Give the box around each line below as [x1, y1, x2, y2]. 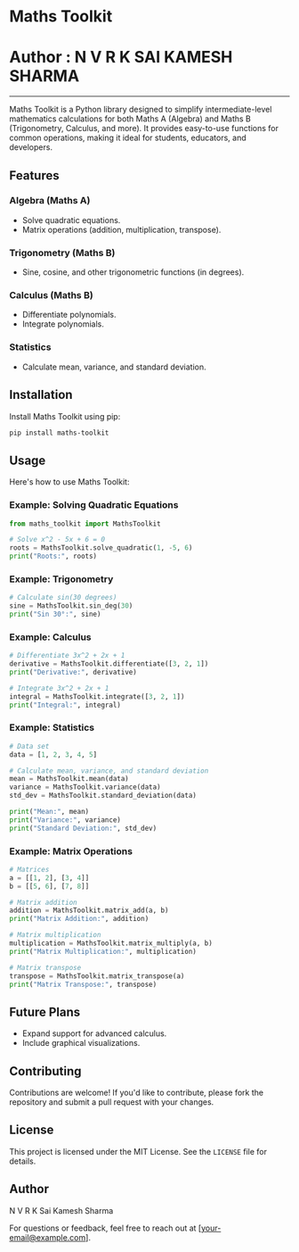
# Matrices [9, 865, 50, 874]
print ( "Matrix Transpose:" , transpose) [9, 980, 158, 989]
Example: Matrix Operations [9, 845, 133, 858]
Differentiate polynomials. [21, 310, 117, 320]
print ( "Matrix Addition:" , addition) [9, 915, 149, 924]
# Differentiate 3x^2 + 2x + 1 [9, 651, 125, 660]
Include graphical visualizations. [21, 1038, 141, 1049]
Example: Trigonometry [9, 573, 114, 585]
